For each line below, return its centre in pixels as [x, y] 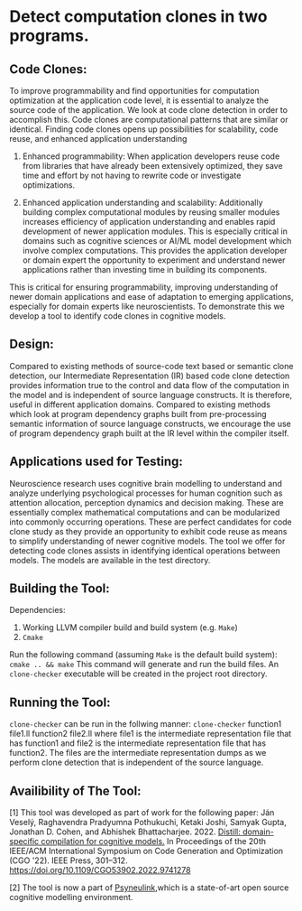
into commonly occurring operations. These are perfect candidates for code [151, 522]
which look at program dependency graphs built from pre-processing [138, 414]
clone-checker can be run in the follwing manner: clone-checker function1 [146, 724]
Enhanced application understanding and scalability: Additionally [142, 202]
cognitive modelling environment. [71, 897]
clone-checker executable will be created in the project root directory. [138, 674]
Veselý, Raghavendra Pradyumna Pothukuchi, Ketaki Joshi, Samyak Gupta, [148, 823]
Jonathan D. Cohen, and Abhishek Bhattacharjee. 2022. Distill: [125, 832]
